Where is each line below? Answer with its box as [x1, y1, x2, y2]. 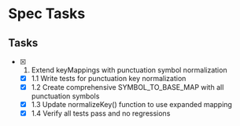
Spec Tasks [8, 5, 86, 23]
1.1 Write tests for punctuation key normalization [31, 74, 186, 83]
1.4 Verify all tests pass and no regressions [31, 109, 171, 118]
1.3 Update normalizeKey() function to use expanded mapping [31, 100, 232, 109]
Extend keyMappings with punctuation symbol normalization [31, 65, 227, 75]
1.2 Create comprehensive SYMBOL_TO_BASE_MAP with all [31, 83, 224, 92]
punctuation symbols [31, 91, 100, 101]
